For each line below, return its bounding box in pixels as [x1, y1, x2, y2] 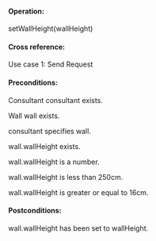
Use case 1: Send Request [8, 59, 93, 69]
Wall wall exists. [8, 111, 60, 120]
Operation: [8, 6, 45, 16]
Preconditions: [8, 78, 58, 87]
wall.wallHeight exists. [8, 141, 81, 151]
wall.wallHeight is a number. [8, 157, 101, 166]
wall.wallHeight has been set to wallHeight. [8, 223, 149, 233]
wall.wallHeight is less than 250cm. [8, 172, 124, 182]
